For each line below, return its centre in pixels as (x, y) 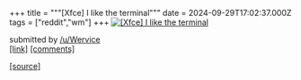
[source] (25, 66)
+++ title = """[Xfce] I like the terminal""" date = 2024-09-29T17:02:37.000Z (150, 13)
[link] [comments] (42, 49)
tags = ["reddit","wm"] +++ (59, 22)
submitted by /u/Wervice (55, 40)
